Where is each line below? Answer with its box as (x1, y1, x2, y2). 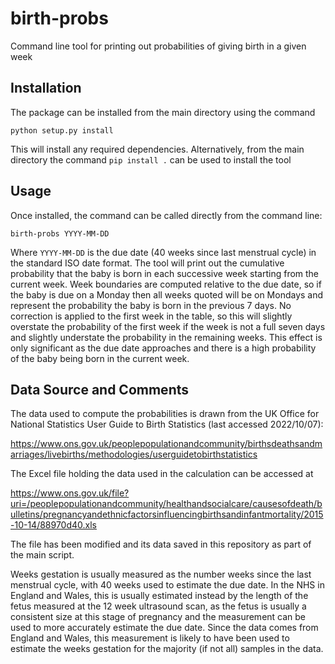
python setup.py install (10, 125, 114, 136)
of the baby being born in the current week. (10, 352, 190, 364)
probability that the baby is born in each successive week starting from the (10, 267, 320, 279)
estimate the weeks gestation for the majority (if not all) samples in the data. (10, 643, 324, 655)
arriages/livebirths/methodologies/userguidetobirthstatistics (10, 448, 258, 461)
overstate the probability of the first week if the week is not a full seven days (10, 320, 326, 332)
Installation (10, 80, 82, 97)
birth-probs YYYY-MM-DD (10, 228, 110, 239)
